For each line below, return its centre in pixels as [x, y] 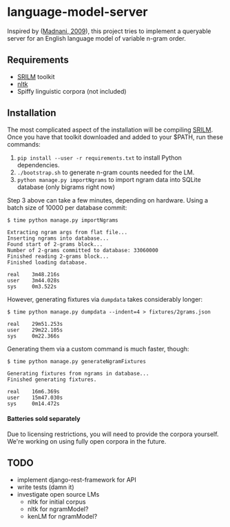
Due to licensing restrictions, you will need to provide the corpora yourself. [113, 434]
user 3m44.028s [33, 280]
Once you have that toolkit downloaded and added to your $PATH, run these [115, 137]
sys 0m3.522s [32, 287]
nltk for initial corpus [56, 502]
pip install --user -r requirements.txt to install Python [100, 157]
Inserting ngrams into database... [58, 238]
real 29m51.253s [35, 324]
